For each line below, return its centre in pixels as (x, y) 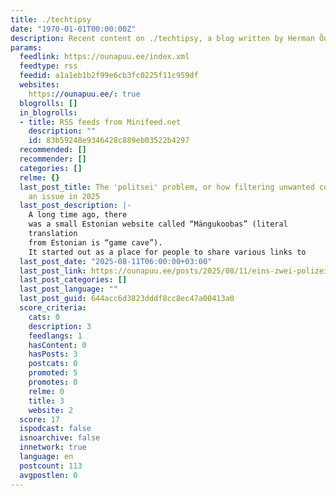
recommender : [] (53, 159)
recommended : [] (53, 150)
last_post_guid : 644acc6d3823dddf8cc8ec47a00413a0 (127, 299)
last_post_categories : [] (73, 280)
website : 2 (51, 410)
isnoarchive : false (60, 438)
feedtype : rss (48, 66)
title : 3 (46, 401)
